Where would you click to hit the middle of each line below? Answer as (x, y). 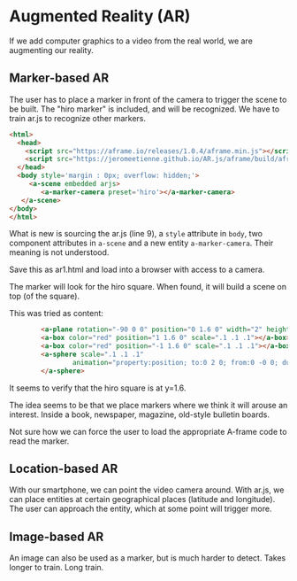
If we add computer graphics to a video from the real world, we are (131, 41)
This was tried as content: (57, 314)
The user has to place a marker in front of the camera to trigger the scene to (148, 99)
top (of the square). (45, 296)
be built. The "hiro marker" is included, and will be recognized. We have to (145, 109)
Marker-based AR (59, 78)
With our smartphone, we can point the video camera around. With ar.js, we (147, 490)
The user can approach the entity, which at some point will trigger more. (141, 509)
